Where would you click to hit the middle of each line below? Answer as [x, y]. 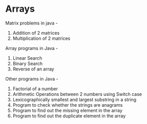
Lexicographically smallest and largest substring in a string [75, 100]
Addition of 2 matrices [36, 33]
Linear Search [27, 58]
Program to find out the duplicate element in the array [69, 116]
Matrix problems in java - [31, 23]
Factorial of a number [35, 89]
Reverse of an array [33, 69]
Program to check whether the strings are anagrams [68, 105]
